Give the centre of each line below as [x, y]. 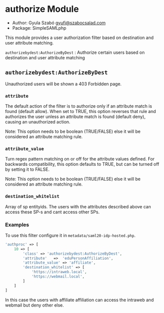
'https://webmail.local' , [58, 277]
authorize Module [42, 9]
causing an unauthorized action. [38, 122]
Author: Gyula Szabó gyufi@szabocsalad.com [59, 23]
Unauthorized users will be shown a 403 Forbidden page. [63, 84]
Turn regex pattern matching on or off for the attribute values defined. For [80, 159]
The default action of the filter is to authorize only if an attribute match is [79, 106]
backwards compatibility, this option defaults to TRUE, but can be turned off [82, 164]
